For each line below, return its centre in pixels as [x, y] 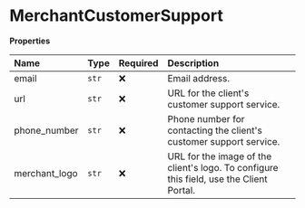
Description [193, 62]
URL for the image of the [220, 156]
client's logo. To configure [223, 167]
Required [138, 62]
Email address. [198, 78]
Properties [30, 41]
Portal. [181, 190]
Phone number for [206, 118]
